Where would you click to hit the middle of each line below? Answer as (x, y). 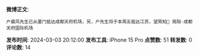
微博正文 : (18, 9)
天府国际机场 (20, 28)
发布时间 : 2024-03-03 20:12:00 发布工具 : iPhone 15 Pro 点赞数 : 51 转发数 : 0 (99, 40)
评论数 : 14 (19, 47)
